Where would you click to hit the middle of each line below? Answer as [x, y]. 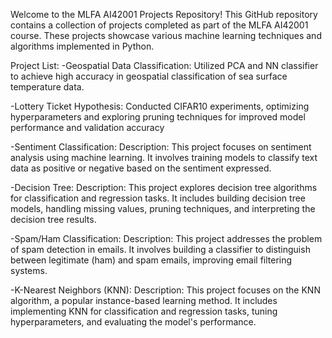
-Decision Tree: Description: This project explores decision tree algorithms [164, 187]
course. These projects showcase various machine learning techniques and [166, 35]
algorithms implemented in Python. [82, 46]
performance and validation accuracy [87, 127]
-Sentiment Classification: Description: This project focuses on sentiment [161, 147]
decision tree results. [53, 219]
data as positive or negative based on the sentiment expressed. [141, 168]
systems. [29, 270]
